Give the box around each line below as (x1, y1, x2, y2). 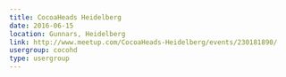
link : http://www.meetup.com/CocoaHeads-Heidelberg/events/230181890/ (9, 37, 278, 47)
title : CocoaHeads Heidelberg (9, 12, 122, 22)
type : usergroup (9, 54, 70, 63)
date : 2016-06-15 (9, 21, 74, 30)
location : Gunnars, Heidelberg (9, 29, 126, 38)
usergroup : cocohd (9, 46, 78, 55)
